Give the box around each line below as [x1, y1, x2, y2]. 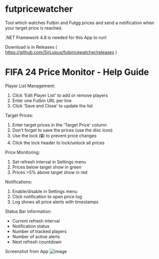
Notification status [12, 223, 50, 229]
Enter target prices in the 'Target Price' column [12, 122, 107, 128]
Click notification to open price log [12, 194, 82, 199]
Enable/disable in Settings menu [12, 188, 78, 194]
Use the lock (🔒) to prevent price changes [12, 132, 97, 138]
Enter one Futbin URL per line [12, 97, 72, 103]
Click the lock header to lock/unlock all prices [12, 139, 105, 146]
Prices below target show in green [12, 164, 82, 170]
